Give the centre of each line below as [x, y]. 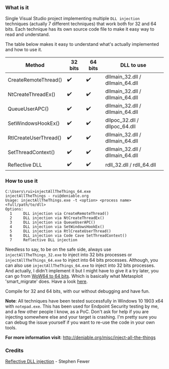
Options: [14, 209]
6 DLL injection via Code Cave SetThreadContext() [68, 236]
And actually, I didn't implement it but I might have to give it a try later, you [82, 270]
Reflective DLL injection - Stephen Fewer [48, 361]
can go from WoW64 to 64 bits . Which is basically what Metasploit [74, 276]
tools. [11, 327]
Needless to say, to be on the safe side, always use [58, 249]
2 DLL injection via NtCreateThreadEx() [57, 218]
